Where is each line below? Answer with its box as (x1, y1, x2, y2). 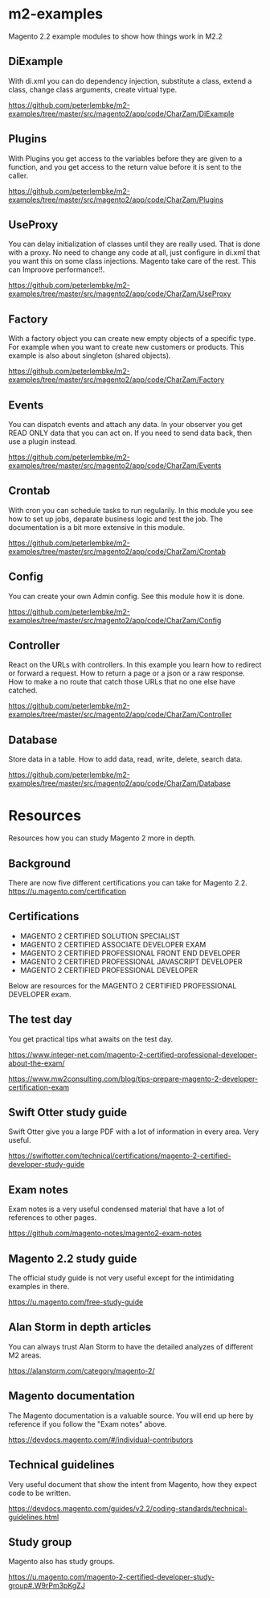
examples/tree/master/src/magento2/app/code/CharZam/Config (8, 615, 222, 625)
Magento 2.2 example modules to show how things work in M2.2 (8, 31, 223, 41)
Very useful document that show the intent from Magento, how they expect (8, 1479, 257, 1489)
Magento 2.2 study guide (8, 1251, 137, 1265)
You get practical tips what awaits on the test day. (8, 1034, 174, 1044)
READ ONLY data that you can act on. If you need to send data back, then (8, 428, 252, 437)
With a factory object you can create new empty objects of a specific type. (8, 334, 256, 343)
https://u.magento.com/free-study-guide (8, 1297, 144, 1307)
